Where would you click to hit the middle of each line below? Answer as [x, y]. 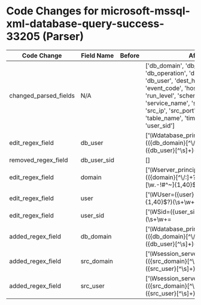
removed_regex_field [39, 160]
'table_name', [165, 118]
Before [130, 55]
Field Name [97, 55]
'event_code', [165, 88]
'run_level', [161, 95]
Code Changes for [52, 11]
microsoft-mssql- [145, 11]
